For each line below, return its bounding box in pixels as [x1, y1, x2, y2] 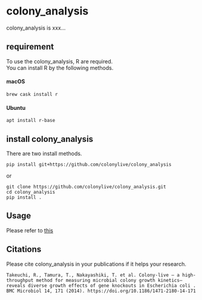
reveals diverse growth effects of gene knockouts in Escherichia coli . [6, 282, 197, 289]
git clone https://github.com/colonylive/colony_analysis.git [6, 184, 166, 190]
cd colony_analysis [6, 189, 56, 195]
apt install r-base [6, 118, 56, 124]
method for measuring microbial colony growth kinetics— [36, 277, 183, 283]
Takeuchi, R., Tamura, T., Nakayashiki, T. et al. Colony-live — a [6, 272, 180, 278]
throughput [6, 277, 34, 283]
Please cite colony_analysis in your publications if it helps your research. [6, 260, 186, 267]
